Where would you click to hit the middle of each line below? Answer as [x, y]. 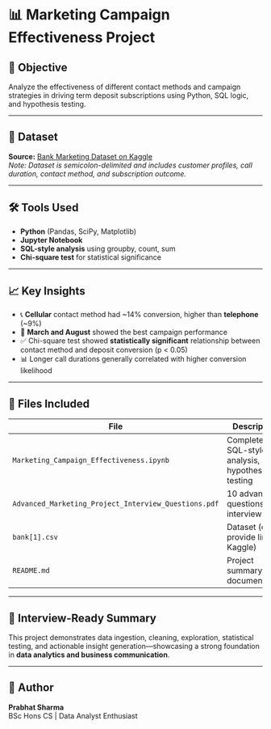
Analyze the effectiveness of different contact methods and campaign [125, 87]
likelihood [36, 371]
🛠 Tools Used [44, 208]
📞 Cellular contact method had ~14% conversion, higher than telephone [139, 315]
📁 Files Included [49, 403]
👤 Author [31, 688]
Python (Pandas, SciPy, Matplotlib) [78, 231]
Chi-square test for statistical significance [90, 257]
